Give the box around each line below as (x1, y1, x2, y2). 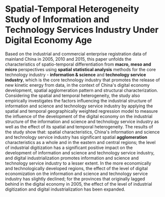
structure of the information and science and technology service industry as (5, 119, 159, 124)
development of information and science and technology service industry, (5, 149, 155, 155)
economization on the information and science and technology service (5, 171, 148, 176)
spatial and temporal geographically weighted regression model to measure (5, 108, 158, 114)
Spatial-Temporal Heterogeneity (5, 3, 139, 15)
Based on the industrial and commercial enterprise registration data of (5, 50, 147, 57)
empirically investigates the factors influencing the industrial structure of (5, 98, 152, 103)
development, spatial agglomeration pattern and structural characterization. (5, 87, 158, 93)
